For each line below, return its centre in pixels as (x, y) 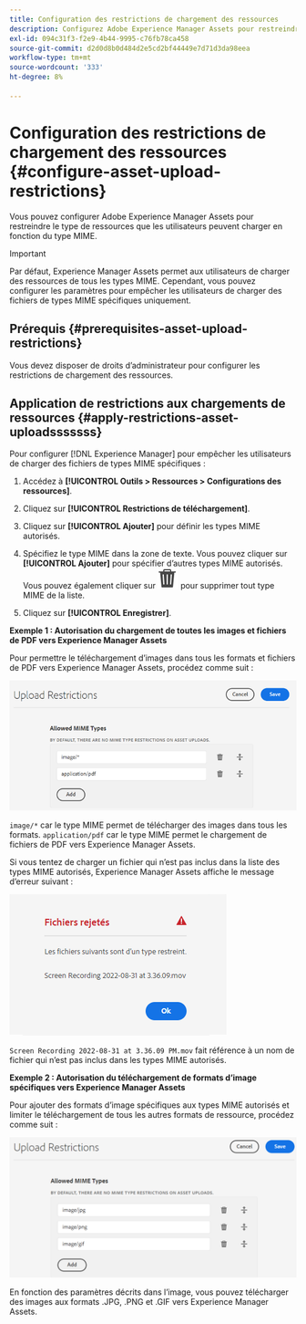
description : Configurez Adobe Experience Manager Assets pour (132, 29)
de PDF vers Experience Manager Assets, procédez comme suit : (132, 668)
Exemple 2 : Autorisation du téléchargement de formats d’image (133, 1078)
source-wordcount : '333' (56, 68)
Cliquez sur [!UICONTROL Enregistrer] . (97, 613)
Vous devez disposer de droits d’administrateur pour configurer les (135, 365)
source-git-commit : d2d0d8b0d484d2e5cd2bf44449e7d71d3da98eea (130, 48)
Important (28, 253)
